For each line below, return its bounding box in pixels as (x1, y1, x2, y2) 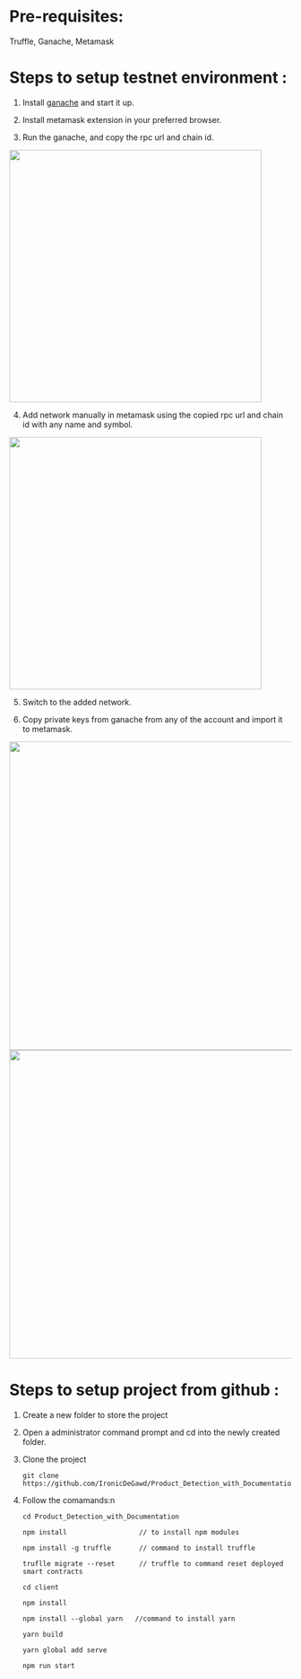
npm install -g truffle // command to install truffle (21, 1543, 256, 1552)
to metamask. (21, 723, 73, 734)
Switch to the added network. (21, 696, 132, 707)
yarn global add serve (21, 1645, 107, 1655)
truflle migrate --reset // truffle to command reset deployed (21, 1559, 284, 1568)
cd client (21, 1582, 60, 1592)
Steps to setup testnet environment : (9, 67, 288, 88)
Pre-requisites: (9, 6, 124, 27)
